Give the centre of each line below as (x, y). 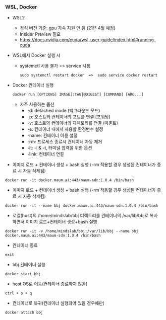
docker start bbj (23, 274)
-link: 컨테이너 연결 (46, 154)
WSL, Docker (21, 7)
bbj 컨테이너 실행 (29, 265)
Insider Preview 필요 (40, 34)
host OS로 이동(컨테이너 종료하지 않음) (50, 284)
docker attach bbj (24, 313)
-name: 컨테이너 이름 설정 (52, 136)
